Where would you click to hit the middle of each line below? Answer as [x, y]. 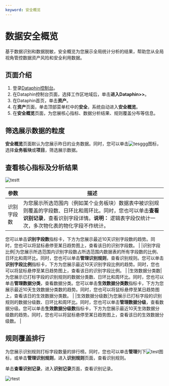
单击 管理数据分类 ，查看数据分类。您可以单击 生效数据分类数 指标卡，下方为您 [84, 283]
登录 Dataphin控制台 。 [35, 88]
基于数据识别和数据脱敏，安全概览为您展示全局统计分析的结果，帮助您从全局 [84, 51]
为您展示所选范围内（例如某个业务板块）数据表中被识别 [89, 203]
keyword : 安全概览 [23, 10]
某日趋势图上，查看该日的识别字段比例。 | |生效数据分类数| [101, 271]
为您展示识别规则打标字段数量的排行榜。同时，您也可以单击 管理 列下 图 [84, 351]
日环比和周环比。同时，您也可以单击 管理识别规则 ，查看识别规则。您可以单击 [84, 258]
